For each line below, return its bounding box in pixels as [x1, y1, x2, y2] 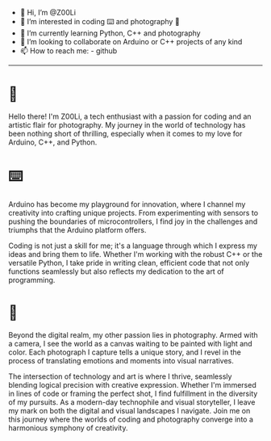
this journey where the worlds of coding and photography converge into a [8, 414, 254, 424]
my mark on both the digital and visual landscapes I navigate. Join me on [8, 405, 251, 415]
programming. [8, 275, 56, 284]
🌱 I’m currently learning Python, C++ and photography [19, 28, 201, 38]
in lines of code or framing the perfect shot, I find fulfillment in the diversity [8, 388, 258, 398]
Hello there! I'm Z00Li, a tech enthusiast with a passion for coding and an [8, 111, 252, 121]
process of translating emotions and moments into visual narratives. [8, 355, 234, 365]
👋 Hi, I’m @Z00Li [19, 8, 77, 17]
